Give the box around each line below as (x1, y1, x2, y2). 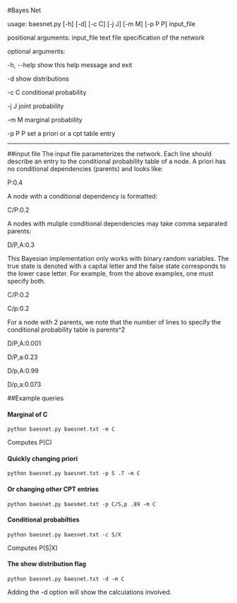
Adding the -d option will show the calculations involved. (7, 588, 172, 597)
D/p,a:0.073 (7, 380, 42, 388)
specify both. (7, 277, 46, 285)
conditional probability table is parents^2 (7, 325, 126, 334)
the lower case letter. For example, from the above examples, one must (7, 269, 214, 278)
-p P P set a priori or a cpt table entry (7, 129, 116, 137)
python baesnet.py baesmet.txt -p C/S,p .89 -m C (7, 500, 157, 508)
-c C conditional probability (7, 88, 87, 96)
